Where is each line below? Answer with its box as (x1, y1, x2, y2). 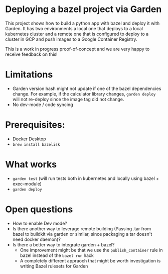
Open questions (5, 204, 73, 215)
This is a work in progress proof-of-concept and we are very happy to (5, 46, 150, 52)
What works (5, 159, 57, 170)
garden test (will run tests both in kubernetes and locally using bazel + (12, 175, 159, 181)
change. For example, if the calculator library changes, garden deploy (12, 90, 156, 97)
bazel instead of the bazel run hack (20, 252, 94, 258)
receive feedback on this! (5, 51, 58, 57)
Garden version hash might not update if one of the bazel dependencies (12, 85, 161, 92)
